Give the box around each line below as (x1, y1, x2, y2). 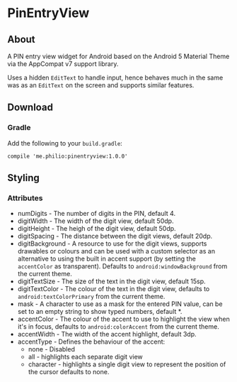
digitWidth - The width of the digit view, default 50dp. (17, 217, 174, 225)
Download (7, 102, 53, 114)
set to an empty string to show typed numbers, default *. (17, 307, 183, 316)
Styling (7, 172, 40, 184)
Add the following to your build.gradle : (7, 138, 122, 147)
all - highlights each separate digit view (28, 353, 143, 361)
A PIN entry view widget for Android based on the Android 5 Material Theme (7, 52, 230, 60)
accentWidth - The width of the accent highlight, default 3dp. (17, 330, 197, 339)
